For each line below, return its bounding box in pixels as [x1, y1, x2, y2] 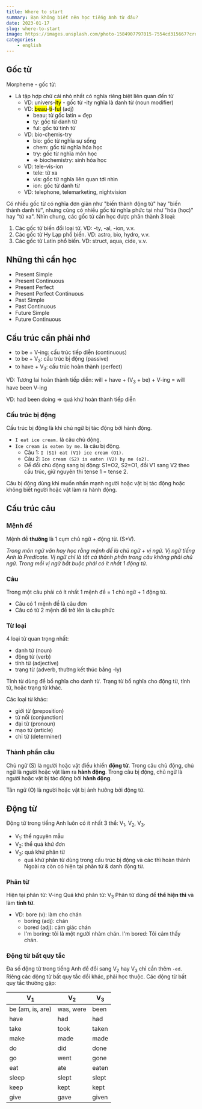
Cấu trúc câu [6, 503, 56, 514]
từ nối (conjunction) [14, 714, 64, 721]
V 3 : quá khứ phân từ [14, 848, 66, 857]
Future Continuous [14, 315, 61, 323]
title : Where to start [6, 8, 63, 15]
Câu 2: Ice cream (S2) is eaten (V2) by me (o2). [23, 455, 150, 462]
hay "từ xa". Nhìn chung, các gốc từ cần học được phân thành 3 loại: [6, 213, 176, 220]
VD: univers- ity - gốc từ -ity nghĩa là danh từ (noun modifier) [23, 99, 174, 106]
